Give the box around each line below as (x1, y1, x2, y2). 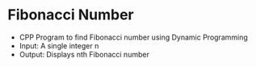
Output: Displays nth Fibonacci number (19, 49, 150, 59)
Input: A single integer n (19, 40, 99, 50)
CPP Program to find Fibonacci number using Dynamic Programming (19, 32, 248, 42)
